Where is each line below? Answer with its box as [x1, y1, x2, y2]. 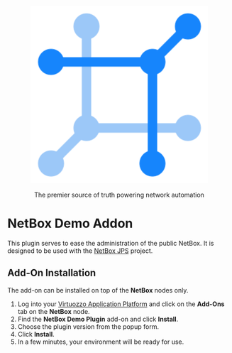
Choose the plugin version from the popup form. [17, 322, 160, 331]
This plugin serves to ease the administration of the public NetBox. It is [7, 239, 214, 247]
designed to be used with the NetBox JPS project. [7, 246, 153, 255]
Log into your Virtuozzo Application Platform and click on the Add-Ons [17, 300, 225, 308]
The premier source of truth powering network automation [34, 190, 204, 199]
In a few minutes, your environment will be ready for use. [17, 337, 184, 346]
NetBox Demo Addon [7, 215, 133, 232]
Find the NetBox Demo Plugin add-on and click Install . [17, 315, 179, 323]
